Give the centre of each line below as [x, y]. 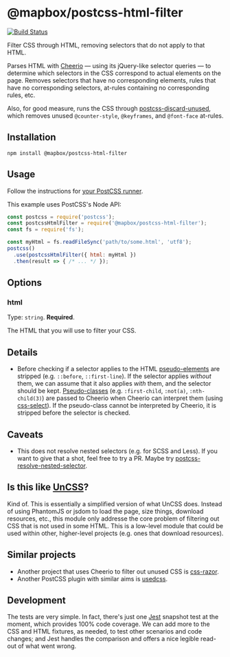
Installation [32, 137]
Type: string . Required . [41, 317]
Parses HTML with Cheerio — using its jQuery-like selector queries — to [109, 65]
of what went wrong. [47, 646]
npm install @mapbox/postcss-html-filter [67, 153]
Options [25, 283]
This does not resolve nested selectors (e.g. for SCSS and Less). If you [117, 451]
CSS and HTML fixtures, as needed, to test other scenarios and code [105, 632]
